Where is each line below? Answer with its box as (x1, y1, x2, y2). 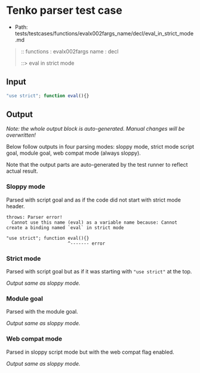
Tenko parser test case (6, 4, 122, 17)
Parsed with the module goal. (6, 308, 79, 315)
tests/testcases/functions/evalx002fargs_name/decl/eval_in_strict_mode (14, 29, 194, 37)
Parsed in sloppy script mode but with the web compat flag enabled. (6, 348, 174, 356)
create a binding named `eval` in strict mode (6, 224, 124, 231)
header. (6, 202, 25, 210)
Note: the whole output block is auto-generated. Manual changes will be (6, 125, 185, 133)
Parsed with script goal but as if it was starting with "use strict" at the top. (6, 268, 192, 275)
